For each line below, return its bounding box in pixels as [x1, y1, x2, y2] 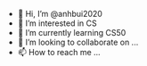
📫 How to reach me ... [17, 47, 101, 57]
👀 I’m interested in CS [17, 18, 98, 29]
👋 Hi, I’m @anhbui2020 [17, 9, 102, 19]
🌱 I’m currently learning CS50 [17, 28, 127, 37]
